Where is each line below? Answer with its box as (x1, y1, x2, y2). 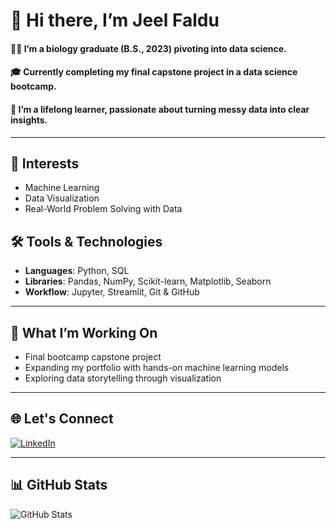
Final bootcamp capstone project (24, 351, 162, 363)
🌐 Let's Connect (10, 410, 114, 428)
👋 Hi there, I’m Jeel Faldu (10, 9, 220, 32)
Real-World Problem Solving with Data (24, 203, 183, 215)
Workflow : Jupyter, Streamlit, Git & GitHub (24, 286, 200, 298)
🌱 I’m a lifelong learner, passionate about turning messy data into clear (10, 103, 310, 115)
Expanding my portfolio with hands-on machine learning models (24, 362, 290, 374)
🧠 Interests (10, 155, 80, 172)
